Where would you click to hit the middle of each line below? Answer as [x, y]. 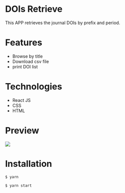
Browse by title [27, 56]
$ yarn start [19, 186]
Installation [29, 164]
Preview [22, 130]
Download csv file [31, 61]
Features [24, 43]
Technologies [34, 87]
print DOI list [25, 66]
